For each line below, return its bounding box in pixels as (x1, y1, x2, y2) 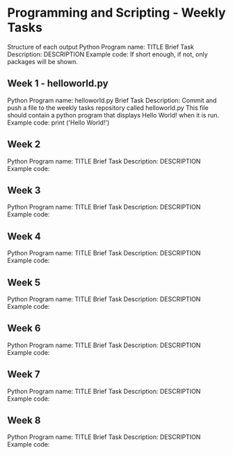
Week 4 (7, 230, 42, 242)
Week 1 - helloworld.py (7, 78, 109, 90)
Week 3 (7, 184, 41, 196)
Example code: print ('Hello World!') (7, 118, 110, 127)
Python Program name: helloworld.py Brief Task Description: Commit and (7, 96, 217, 104)
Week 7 (7, 369, 40, 381)
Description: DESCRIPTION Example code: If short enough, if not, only (7, 50, 209, 58)
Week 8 (7, 415, 41, 426)
